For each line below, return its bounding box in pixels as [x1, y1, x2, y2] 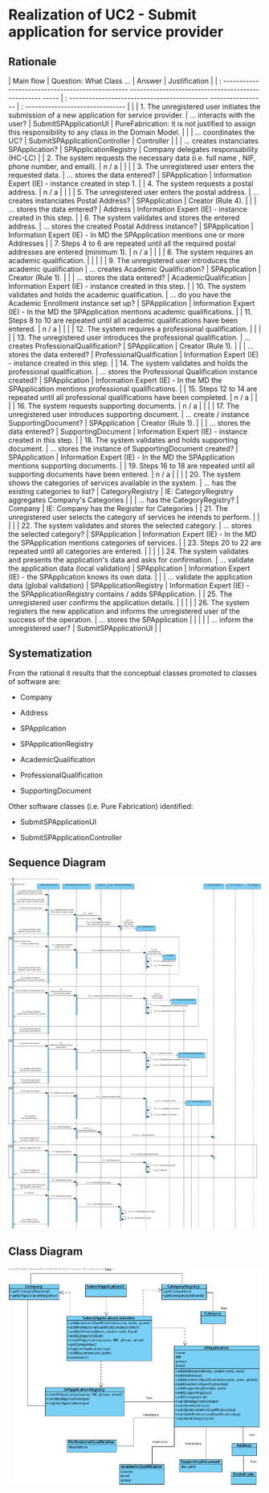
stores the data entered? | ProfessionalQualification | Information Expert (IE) [8, 350, 259, 359]
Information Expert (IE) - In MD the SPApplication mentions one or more [8, 230, 245, 239]
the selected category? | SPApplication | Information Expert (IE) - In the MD [8, 530, 257, 538]
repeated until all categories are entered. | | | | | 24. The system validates [8, 546, 249, 556]
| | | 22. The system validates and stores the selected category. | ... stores [8, 521, 252, 530]
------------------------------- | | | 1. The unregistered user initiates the [25, 102, 261, 111]
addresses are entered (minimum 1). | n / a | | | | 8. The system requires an [8, 247, 254, 257]
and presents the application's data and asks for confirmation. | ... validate [8, 555, 255, 564]
